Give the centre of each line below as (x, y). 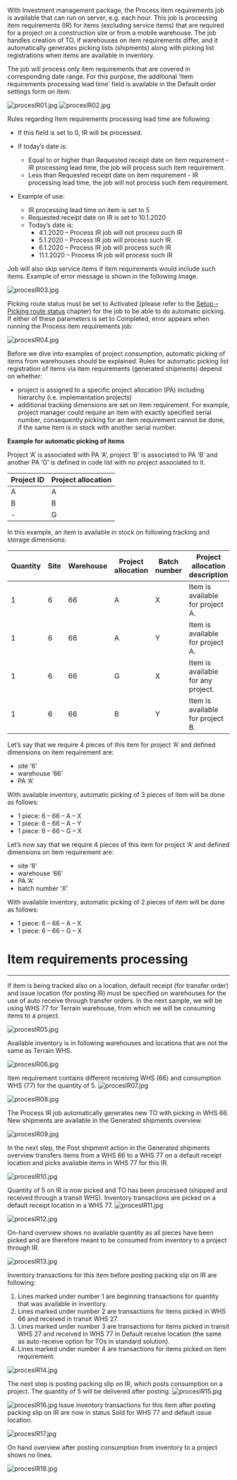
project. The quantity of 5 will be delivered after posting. (89, 1391)
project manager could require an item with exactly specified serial (114, 412)
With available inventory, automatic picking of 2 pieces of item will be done (116, 902)
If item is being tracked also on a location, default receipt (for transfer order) (118, 985)
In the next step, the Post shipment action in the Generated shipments (109, 1148)
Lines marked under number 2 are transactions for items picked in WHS (122, 1311)
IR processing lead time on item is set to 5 (89, 210)
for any (201, 680)
